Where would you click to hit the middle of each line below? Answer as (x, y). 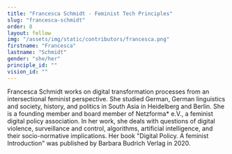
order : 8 (20, 26)
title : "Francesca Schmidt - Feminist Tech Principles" (90, 14)
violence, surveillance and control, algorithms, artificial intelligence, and (110, 128)
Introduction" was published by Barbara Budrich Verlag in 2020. (99, 143)
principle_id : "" (32, 65)
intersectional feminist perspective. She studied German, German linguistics (116, 99)
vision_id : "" (28, 71)
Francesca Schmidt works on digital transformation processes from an (108, 92)
